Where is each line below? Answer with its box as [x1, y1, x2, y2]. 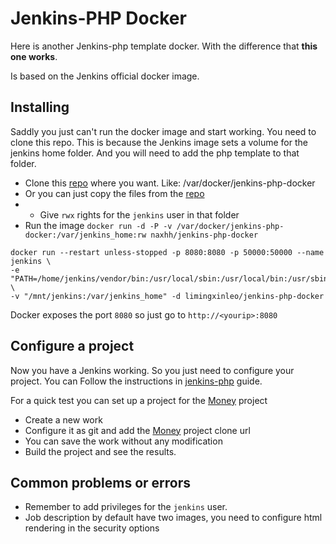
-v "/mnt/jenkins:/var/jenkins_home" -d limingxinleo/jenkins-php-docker [10, 291, 325, 301]
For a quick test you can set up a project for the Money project [10, 394, 268, 406]
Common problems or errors [10, 474, 192, 491]
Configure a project [10, 338, 135, 355]
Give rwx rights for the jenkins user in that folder [39, 208, 240, 221]
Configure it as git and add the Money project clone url [24, 424, 251, 436]
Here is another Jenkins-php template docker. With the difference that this [10, 40, 318, 52]
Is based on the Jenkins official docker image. [10, 70, 200, 82]
